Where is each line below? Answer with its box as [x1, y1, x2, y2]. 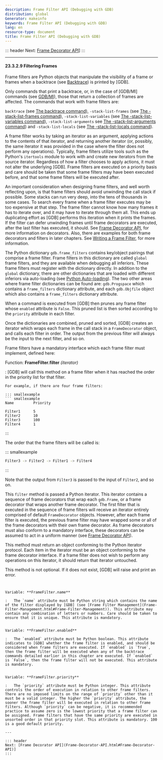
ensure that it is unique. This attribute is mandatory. [5, 615, 123, 620]
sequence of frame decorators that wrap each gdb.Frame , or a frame [5, 496, 142, 502]
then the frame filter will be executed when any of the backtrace [5, 649, 145, 654]
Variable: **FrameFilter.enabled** [5, 628, 77, 633]
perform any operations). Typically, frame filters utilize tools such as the [5, 149, 149, 154]
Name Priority [5, 401, 51, 406]
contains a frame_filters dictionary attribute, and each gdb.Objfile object [5, 286, 154, 292]
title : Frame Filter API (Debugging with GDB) [5, 34, 101, 39]
